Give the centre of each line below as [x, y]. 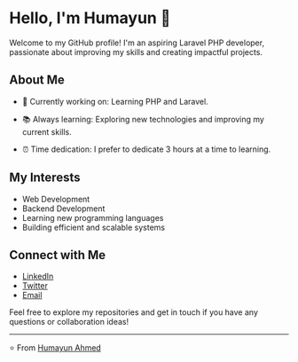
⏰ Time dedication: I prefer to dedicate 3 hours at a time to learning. [146, 149]
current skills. [47, 131]
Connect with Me [58, 255]
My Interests [45, 178]
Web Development [56, 199]
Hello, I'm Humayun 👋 [90, 18]
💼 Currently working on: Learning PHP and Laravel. [115, 101]
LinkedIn [38, 276]
